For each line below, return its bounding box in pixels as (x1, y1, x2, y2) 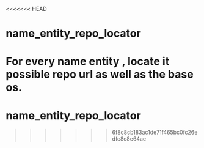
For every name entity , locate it (5, 54, 170, 68)
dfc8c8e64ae (112, 135, 147, 142)
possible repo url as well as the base (5, 67, 194, 81)
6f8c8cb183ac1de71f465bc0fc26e (112, 128, 198, 136)
